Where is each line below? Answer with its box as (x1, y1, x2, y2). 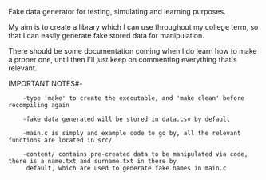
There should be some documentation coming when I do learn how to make (8, 46, 257, 55)
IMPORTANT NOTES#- (8, 79, 83, 88)
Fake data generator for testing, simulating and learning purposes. (8, 7, 226, 16)
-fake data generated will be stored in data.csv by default (22, 115, 230, 123)
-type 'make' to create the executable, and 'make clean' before (22, 94, 245, 102)
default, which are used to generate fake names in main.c (26, 164, 227, 172)
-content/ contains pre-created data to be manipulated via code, (22, 150, 248, 158)
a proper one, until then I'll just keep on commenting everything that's (8, 55, 237, 64)
